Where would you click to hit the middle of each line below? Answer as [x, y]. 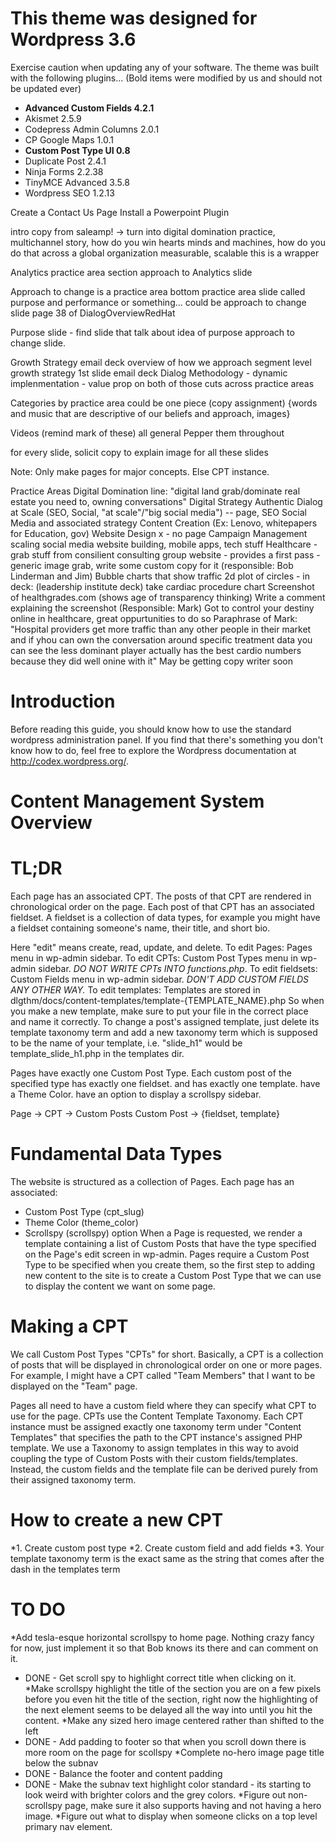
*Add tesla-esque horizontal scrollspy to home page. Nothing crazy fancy [162, 1637]
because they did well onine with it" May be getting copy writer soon [151, 661]
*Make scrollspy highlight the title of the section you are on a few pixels [173, 1688]
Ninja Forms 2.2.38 [64, 171]
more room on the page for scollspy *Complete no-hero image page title [174, 1752]
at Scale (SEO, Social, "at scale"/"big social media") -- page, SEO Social [158, 512]
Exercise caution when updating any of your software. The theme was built [165, 67]
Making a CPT [69, 1326]
